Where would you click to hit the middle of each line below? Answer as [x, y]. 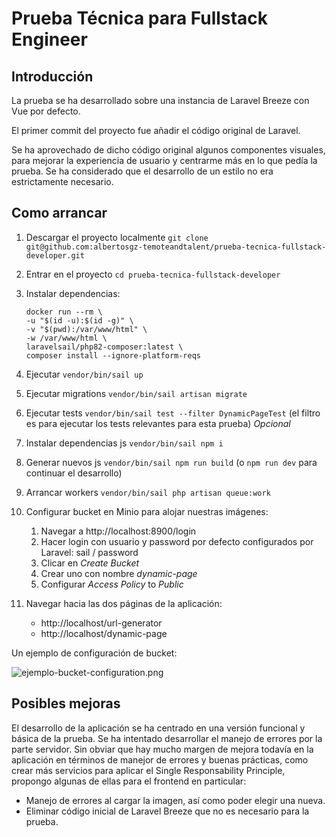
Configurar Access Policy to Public [112, 584]
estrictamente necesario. [62, 181]
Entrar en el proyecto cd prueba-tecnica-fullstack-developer [153, 274]
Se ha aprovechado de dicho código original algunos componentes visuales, [168, 150]
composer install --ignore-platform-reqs [113, 355]
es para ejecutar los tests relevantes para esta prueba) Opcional [158, 423]
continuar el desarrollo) [74, 473]
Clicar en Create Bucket [90, 563]
